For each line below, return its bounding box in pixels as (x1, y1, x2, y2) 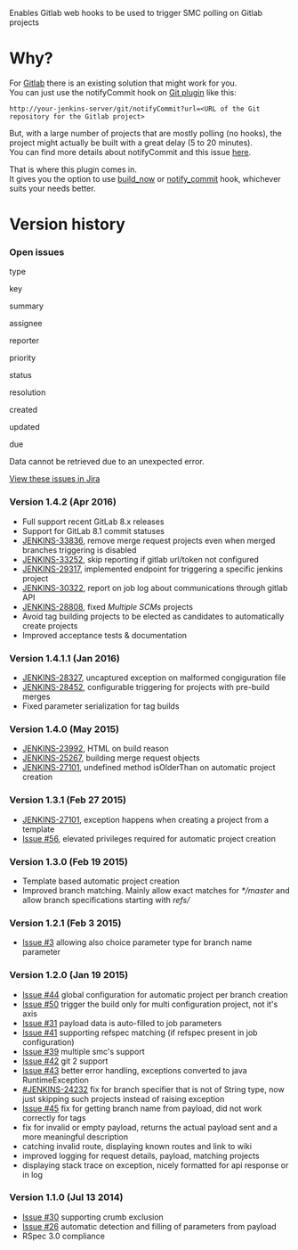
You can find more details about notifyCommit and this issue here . (9, 146, 252, 157)
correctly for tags (21, 1112, 86, 1123)
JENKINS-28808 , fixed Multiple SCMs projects (21, 601, 194, 612)
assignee (9, 318, 43, 329)
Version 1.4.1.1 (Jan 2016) (9, 652, 120, 664)
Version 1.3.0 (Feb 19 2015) (9, 855, 129, 868)
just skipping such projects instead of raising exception (21, 1093, 225, 1104)
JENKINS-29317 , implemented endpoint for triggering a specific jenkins (21, 563, 283, 574)
